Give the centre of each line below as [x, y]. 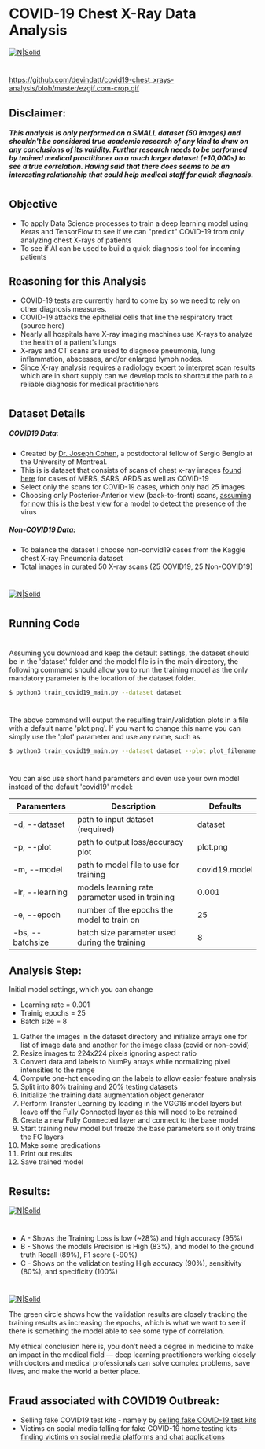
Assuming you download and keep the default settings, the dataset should [129, 653]
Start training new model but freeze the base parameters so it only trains [138, 1129]
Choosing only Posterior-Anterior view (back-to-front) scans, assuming [136, 495]
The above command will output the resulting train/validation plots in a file [129, 720]
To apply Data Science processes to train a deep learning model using [134, 223]
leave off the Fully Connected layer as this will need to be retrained [129, 1112]
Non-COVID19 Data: [42, 530]
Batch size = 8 [44, 1021]
